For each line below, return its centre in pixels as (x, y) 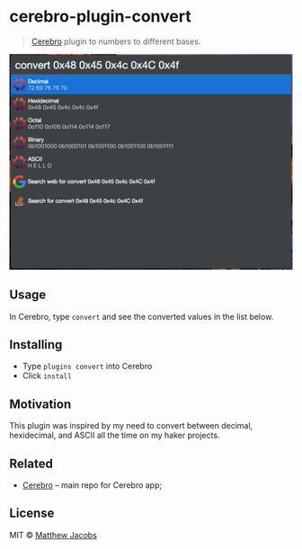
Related (31, 463)
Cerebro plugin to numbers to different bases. (116, 41)
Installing (36, 345)
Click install (47, 376)
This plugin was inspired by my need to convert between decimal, (131, 426)
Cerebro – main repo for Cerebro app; (92, 485)
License (32, 514)
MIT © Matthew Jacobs (53, 535)
